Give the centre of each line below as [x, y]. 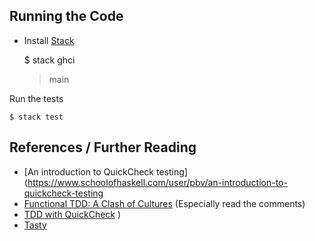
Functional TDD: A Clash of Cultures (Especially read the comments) [164, 203]
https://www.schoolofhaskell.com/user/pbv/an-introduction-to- [157, 182]
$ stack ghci [49, 60]
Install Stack [49, 40]
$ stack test [36, 117]
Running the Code [66, 16]
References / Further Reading [103, 147]
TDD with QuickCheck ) [72, 214]
